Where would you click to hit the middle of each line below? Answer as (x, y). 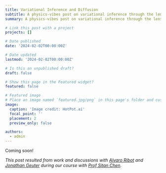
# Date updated (21, 55)
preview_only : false (31, 123)
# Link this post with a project (40, 28)
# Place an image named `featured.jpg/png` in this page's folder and (79, 100)
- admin (18, 136)
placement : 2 (23, 118)
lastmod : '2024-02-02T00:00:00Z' (40, 59)
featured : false (22, 86)
